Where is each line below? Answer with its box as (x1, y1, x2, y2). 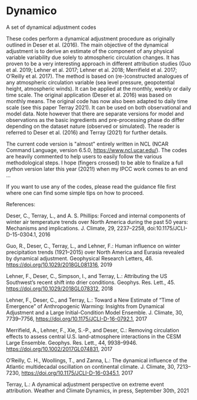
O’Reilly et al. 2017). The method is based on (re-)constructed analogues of (6, 72, 189, 80)
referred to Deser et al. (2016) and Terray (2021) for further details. (6, 128, 168, 136)
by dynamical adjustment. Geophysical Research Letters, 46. (6, 254, 153, 262)
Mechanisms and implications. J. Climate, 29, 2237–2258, (6, 224, 146, 232)
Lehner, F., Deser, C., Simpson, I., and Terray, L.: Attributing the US (6, 272, 168, 279)
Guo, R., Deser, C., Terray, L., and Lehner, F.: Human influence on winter (6, 242, 181, 249)
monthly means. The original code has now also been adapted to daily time (6, 97, 188, 104)
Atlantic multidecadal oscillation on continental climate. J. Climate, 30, (6, 363, 176, 370)
